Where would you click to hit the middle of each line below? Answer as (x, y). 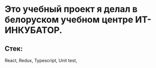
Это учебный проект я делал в (71, 9)
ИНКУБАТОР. (34, 30)
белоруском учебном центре (69, 20)
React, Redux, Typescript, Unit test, (41, 60)
